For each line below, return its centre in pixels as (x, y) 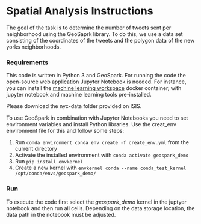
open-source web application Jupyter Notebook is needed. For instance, (96, 82)
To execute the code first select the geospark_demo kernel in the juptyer (96, 202)
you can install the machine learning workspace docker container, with (94, 88)
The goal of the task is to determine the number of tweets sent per (89, 28)
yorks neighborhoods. (34, 47)
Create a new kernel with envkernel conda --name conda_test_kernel (100, 168)
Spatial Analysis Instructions (80, 11)
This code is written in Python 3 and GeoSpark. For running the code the (96, 76)
